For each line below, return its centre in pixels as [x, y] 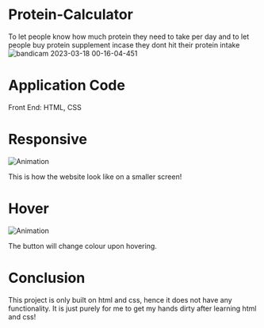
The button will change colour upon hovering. [82, 246]
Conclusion [47, 278]
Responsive [48, 139]
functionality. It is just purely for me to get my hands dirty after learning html [132, 308]
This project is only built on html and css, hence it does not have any [120, 299]
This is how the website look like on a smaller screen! [95, 177]
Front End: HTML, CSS [45, 107]
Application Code [67, 86]
